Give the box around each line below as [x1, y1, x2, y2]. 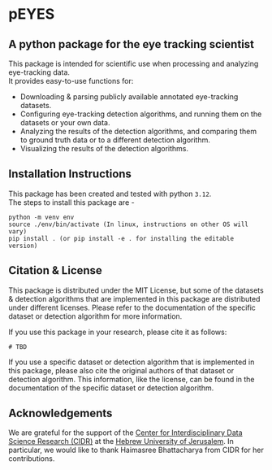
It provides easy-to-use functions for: [8, 76, 134, 85]
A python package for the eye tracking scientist [8, 37, 254, 51]
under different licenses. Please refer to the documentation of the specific [8, 302, 256, 312]
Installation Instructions [8, 168, 132, 181]
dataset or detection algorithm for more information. [8, 311, 183, 321]
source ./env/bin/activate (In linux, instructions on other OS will [8, 220, 249, 228]
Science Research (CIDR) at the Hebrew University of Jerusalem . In [8, 437, 234, 446]
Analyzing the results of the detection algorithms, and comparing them [19, 127, 257, 136]
